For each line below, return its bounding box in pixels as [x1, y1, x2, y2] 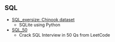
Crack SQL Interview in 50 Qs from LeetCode [19, 32, 111, 38]
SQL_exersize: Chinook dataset [11, 16, 75, 22]
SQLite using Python [19, 22, 61, 28]
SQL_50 [11, 27, 28, 33]
